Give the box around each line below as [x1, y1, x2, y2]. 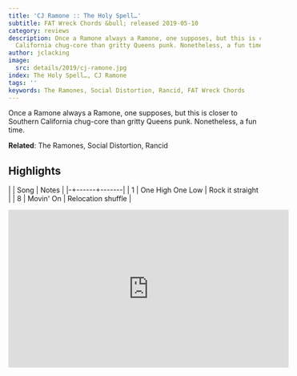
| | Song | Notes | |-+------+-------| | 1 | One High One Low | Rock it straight [8, 185, 259, 195]
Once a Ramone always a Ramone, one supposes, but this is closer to [8, 108, 238, 118]
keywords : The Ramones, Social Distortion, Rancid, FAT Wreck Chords [8, 86, 246, 95]
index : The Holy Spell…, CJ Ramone [8, 71, 127, 79]
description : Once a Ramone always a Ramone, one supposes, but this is [8, 34, 256, 42]
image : [8, 57, 30, 65]
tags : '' [8, 79, 38, 87]
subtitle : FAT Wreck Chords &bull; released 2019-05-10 [8, 19, 199, 27]
